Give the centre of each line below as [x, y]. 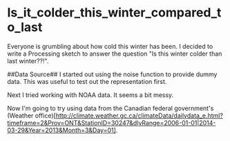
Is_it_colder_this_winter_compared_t [114, 13]
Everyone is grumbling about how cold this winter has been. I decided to [110, 46]
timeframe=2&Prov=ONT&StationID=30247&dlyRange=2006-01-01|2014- [112, 122]
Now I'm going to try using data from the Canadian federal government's [111, 108]
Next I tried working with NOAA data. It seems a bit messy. [90, 95]
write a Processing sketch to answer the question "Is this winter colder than [115, 54]
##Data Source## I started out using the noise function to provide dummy [112, 74]
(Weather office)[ [32, 116]
